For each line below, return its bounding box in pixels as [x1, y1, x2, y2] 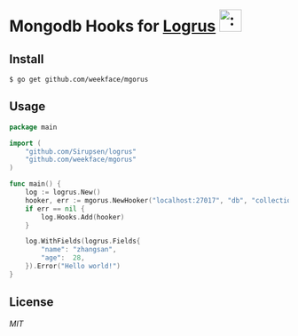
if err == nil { [25, 204, 86, 213]
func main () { [9, 180, 62, 188]
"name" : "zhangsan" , [41, 245, 117, 254]
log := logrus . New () [25, 188, 101, 197]
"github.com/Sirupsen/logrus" [25, 147, 137, 156]
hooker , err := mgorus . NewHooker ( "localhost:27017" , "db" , [25, 196, 248, 204]
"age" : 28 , [41, 253, 86, 262]
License [9, 294, 54, 310]
